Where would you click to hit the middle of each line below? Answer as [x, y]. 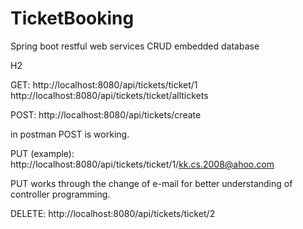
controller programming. [60, 194]
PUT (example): [42, 153]
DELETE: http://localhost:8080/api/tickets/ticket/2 [113, 213]
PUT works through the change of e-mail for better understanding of [151, 183]
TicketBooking [72, 18]
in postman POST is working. [70, 134]
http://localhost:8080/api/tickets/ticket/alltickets [109, 95]
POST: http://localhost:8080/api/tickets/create [106, 114]
